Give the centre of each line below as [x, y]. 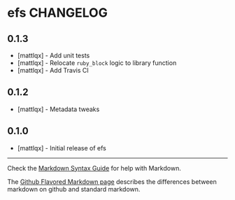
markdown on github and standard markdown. [74, 189]
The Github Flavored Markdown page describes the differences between [112, 181]
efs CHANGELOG [58, 13]
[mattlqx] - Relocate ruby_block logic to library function [97, 63]
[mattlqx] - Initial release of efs [62, 148]
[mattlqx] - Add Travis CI [53, 70]
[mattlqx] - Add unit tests [54, 55]
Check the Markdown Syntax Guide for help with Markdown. [94, 168]
